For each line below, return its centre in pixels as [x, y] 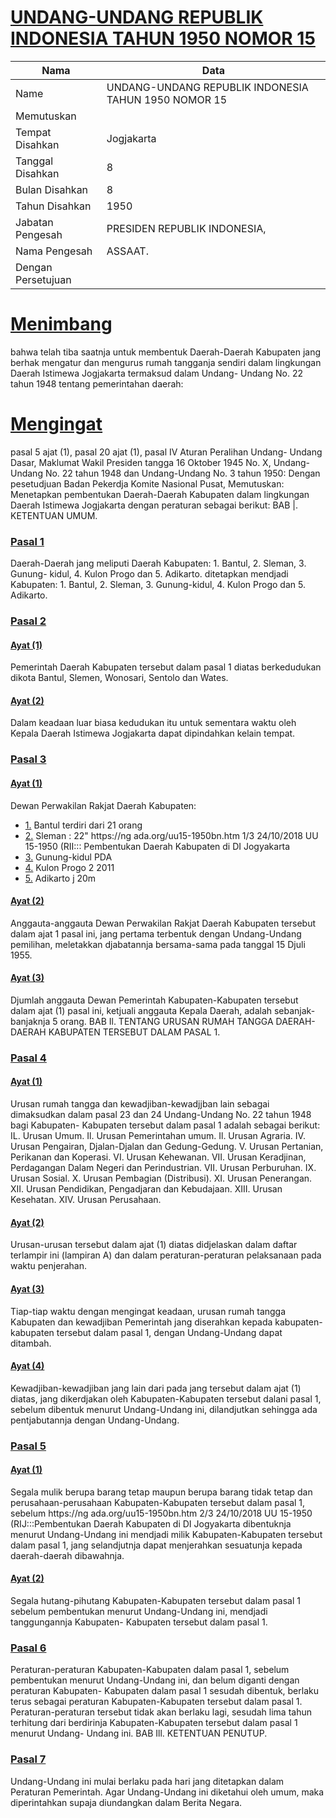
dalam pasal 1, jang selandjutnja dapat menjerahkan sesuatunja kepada [156, 1545]
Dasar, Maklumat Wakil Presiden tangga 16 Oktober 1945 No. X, [141, 462]
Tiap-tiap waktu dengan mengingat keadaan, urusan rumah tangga [148, 1311]
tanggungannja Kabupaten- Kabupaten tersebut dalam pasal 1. [139, 1622]
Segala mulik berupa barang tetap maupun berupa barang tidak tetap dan [161, 1492]
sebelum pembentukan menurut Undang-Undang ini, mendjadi [139, 1612]
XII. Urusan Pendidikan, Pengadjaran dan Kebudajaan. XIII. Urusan [146, 1189]
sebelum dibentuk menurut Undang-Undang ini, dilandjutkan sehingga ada [164, 1409]
